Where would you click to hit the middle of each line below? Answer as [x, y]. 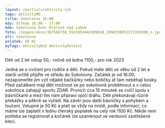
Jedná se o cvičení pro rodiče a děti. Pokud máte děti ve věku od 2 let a [77, 69]
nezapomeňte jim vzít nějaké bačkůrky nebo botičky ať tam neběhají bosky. [82, 80]
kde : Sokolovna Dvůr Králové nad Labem [46, 28]
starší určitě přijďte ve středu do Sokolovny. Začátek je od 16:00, [70, 74]
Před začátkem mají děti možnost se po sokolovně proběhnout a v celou [78, 85]
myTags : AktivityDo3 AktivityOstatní [44, 46]
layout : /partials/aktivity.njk [38, 10]
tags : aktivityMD [23, 14]
